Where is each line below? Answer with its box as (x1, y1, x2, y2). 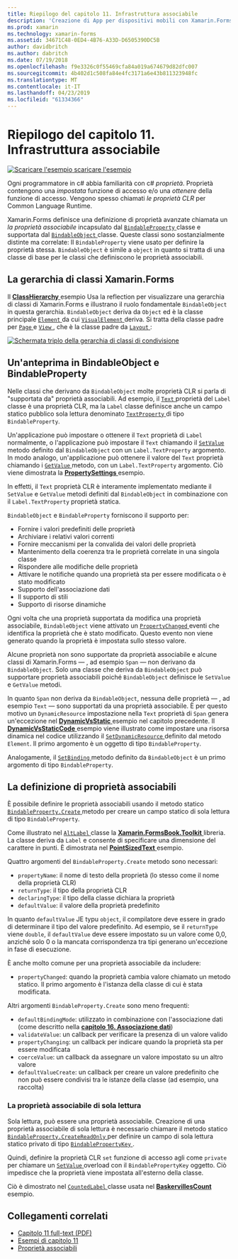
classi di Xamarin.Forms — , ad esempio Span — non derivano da (7, 658, 196, 666)
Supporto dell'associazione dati (17, 584, 110, 593)
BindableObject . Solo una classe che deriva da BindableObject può (7, 665, 203, 674)
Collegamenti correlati (7, 1210, 108, 1222)
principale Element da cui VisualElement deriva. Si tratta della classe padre (7, 315, 225, 323)
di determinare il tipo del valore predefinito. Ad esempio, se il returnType (7, 923, 218, 931)
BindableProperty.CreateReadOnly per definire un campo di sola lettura (7, 1132, 214, 1141)
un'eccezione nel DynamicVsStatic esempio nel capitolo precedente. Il (7, 716, 215, 725)
